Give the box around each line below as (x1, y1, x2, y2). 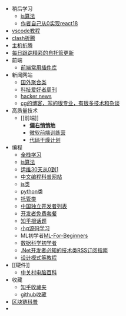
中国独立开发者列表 (20, 202, 68, 209)
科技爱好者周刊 (20, 86, 57, 93)
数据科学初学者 (20, 240, 57, 246)
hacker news (20, 93, 52, 99)
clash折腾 (11, 35, 35, 41)
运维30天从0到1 (20, 166, 59, 172)
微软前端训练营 (29, 129, 66, 136)
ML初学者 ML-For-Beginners (20, 232, 88, 239)
